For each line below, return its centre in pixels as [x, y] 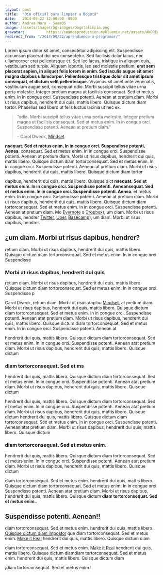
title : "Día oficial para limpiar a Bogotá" [52, 14]
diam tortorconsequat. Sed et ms [44, 366]
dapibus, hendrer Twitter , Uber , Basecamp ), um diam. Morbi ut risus [73, 217]
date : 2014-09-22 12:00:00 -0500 [41, 18]
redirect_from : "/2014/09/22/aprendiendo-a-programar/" [63, 37]
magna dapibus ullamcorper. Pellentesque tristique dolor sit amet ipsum [79, 76]
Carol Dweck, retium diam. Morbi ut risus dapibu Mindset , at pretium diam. [79, 302]
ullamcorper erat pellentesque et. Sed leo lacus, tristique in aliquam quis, [78, 61]
